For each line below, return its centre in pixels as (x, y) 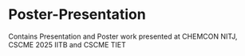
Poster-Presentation (77, 15)
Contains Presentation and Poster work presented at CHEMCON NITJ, (123, 36)
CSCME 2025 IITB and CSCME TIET (67, 44)
